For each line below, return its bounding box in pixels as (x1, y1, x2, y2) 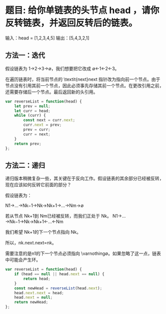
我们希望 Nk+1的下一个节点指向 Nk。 (5, 229, 81, 235)
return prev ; (14, 141, 42, 146)
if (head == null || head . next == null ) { (14, 272, 105, 277)
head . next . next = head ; (14, 290, 64, 295)
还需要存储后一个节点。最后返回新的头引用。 (5, 89, 98, 95)
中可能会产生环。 (5, 257, 41, 263)
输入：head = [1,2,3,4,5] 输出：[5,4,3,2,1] (5, 35, 90, 41)
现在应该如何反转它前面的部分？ (5, 182, 71, 188)
